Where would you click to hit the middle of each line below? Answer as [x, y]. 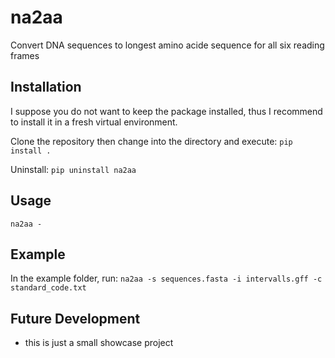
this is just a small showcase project [99, 343]
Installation [46, 87]
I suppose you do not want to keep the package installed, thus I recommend [166, 111]
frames [25, 55]
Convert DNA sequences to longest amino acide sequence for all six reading [167, 45]
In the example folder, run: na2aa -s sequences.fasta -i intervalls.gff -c [166, 278]
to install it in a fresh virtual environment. [94, 122]
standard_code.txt [48, 288]
